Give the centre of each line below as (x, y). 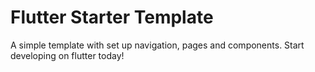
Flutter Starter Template (112, 17)
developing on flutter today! (67, 55)
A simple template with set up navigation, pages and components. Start (157, 45)
